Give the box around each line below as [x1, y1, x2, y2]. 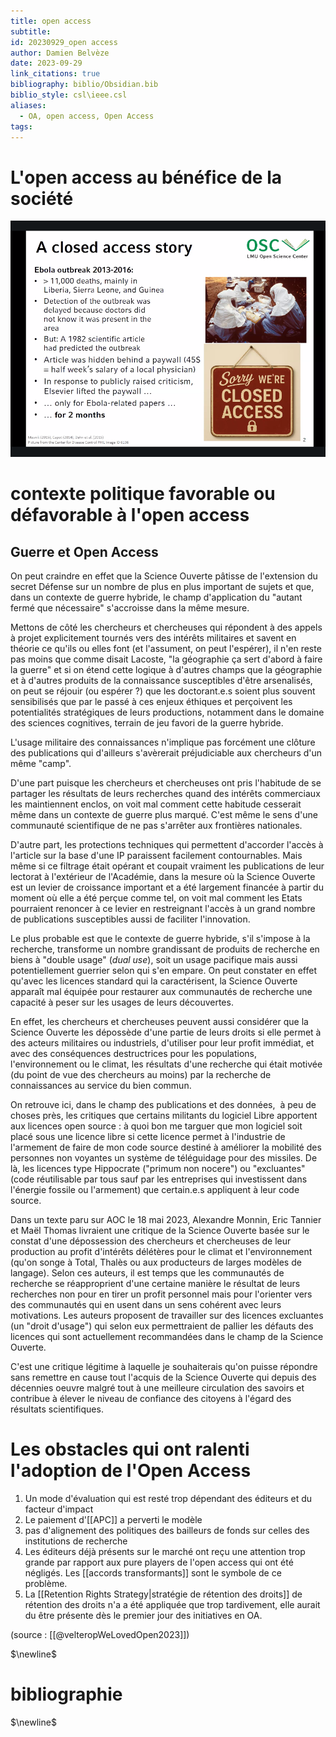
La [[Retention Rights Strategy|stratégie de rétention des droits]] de [24, 1588, 303, 1600]
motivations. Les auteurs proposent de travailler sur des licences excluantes [10, 1310, 324, 1322]
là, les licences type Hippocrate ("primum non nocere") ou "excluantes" [10, 1163, 306, 1175]
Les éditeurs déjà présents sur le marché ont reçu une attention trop [24, 1546, 306, 1558]
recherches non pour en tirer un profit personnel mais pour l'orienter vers [10, 1288, 313, 1300]
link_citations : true [10, 69, 101, 79]
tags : [10, 121, 33, 132]
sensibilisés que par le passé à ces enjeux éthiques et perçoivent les [10, 696, 293, 708]
